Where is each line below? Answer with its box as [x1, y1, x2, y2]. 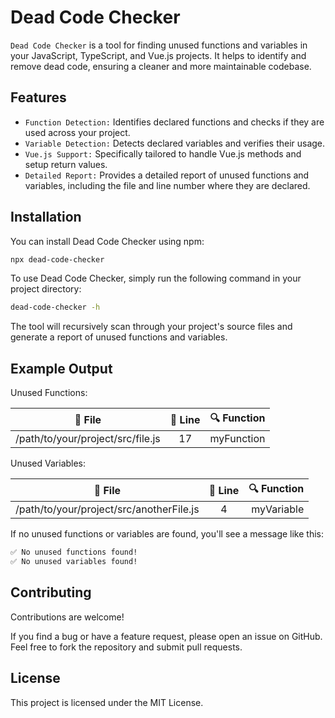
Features [10, 89, 67, 106]
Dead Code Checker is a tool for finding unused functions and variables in [10, 39, 308, 51]
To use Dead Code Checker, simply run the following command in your [10, 272, 302, 285]
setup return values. [24, 158, 108, 170]
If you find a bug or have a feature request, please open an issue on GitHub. [10, 630, 323, 642]
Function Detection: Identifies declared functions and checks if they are [24, 116, 325, 128]
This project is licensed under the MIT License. [10, 696, 204, 708]
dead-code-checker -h [10, 302, 101, 313]
